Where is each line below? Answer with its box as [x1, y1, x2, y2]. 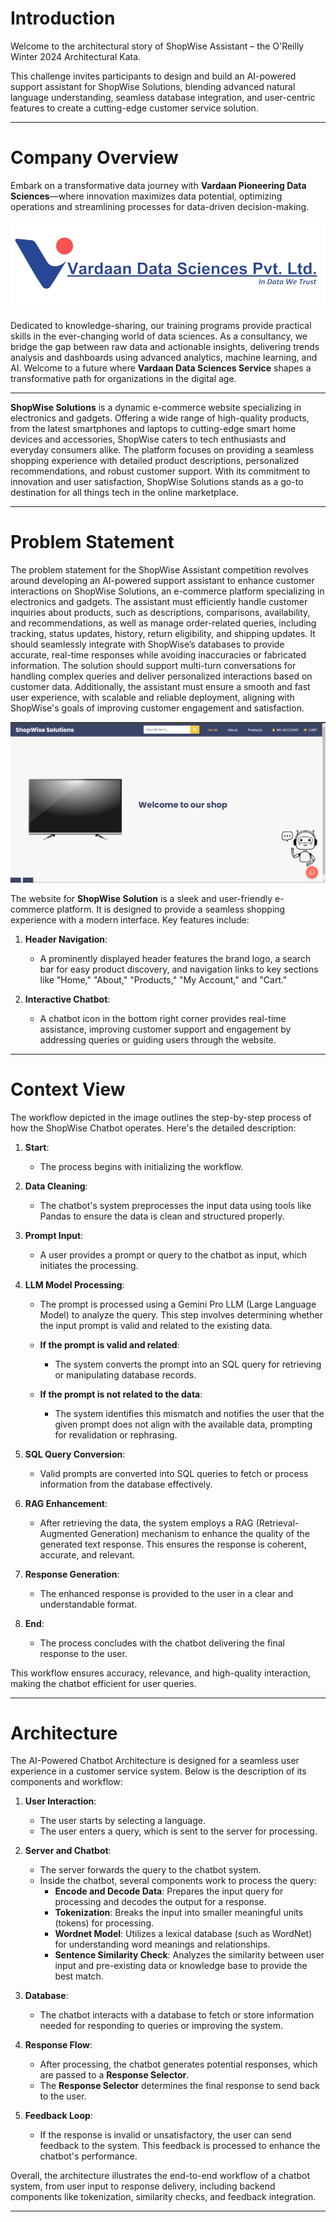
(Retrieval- [255, 1517, 300, 1529]
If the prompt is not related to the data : [39, 1388, 203, 1400]
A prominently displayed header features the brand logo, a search [39, 952, 312, 964]
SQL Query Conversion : [24, 1448, 126, 1460]
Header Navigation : [24, 933, 108, 945]
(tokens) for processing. [54, 1917, 155, 1929]
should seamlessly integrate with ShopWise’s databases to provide [10, 638, 285, 650]
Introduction [10, 7, 116, 30]
